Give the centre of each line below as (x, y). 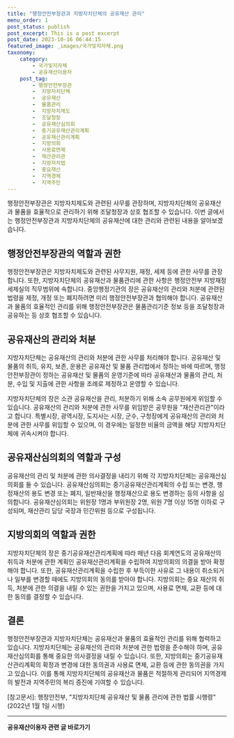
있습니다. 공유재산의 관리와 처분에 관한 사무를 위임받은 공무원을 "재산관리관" (110, 407)
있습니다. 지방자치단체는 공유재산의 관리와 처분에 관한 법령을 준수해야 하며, (109, 647)
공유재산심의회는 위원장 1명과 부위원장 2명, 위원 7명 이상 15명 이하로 (125, 502)
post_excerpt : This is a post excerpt (63, 33)
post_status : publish (39, 27)
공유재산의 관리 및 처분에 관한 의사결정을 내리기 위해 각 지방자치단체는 (102, 475)
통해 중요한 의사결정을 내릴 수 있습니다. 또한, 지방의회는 (118, 656)
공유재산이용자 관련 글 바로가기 (49, 728)
